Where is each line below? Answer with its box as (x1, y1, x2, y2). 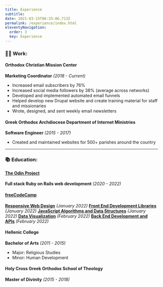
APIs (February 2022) (5, 218, 49, 224)
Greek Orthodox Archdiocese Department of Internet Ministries (5, 119, 136, 125)
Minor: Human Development (12, 255, 69, 260)
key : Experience (9, 34, 42, 39)
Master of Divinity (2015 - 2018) (5, 276, 70, 282)
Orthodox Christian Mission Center (5, 62, 77, 68)
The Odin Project (5, 170, 40, 176)
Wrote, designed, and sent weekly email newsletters (12, 108, 117, 114)
